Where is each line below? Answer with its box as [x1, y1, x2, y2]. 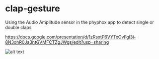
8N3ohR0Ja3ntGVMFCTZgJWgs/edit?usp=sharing [5, 39, 109, 45]
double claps [5, 24, 32, 30]
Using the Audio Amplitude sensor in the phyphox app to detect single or [5, 19, 154, 25]
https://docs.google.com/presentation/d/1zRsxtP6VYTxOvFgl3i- [5, 34, 136, 40]
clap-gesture [5, 3, 61, 14]
